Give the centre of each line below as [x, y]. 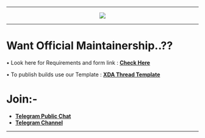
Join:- [22, 99]
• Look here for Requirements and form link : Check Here [78, 62]
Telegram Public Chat [43, 116]
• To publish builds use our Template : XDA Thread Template [83, 74]
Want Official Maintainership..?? [90, 46]
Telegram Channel [39, 122]
